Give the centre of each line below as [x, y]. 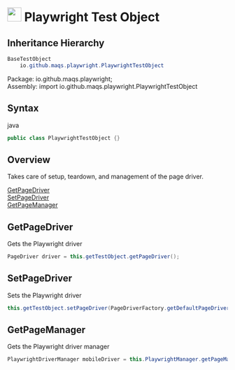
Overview [29, 160]
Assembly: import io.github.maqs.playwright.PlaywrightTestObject [102, 86]
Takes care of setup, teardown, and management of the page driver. [106, 177]
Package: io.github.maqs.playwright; [60, 79]
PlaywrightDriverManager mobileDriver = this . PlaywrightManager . [104, 360]
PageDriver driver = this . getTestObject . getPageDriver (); [93, 257]
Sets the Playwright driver [44, 295]
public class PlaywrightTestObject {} [64, 138]
